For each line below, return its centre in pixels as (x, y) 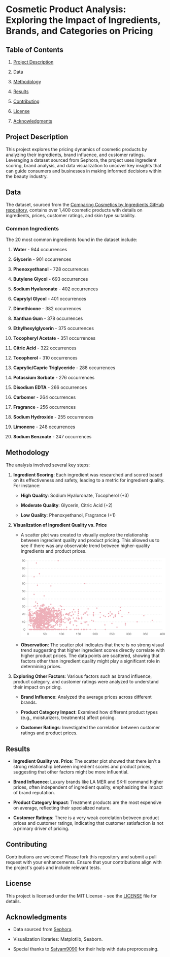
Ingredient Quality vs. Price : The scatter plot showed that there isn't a (87, 761)
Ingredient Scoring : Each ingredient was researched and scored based (88, 474)
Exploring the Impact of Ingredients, (83, 20)
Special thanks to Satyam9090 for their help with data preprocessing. (86, 949)
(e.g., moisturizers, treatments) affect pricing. (68, 717)
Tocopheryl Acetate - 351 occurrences (54, 338)
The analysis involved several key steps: (48, 465)
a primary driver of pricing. (41, 828)
